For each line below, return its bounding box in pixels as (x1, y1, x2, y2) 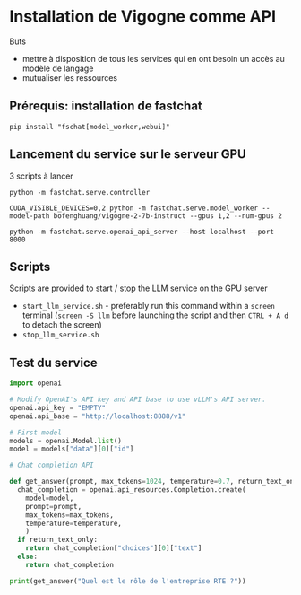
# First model (9, 428, 63, 437)
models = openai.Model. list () (9, 436, 123, 445)
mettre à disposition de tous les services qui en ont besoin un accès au (21, 53, 285, 64)
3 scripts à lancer (9, 171, 73, 181)
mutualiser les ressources (21, 72, 118, 83)
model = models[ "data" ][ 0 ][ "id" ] (9, 444, 134, 454)
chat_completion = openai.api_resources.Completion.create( (17, 486, 246, 494)
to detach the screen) (21, 319, 103, 330)
